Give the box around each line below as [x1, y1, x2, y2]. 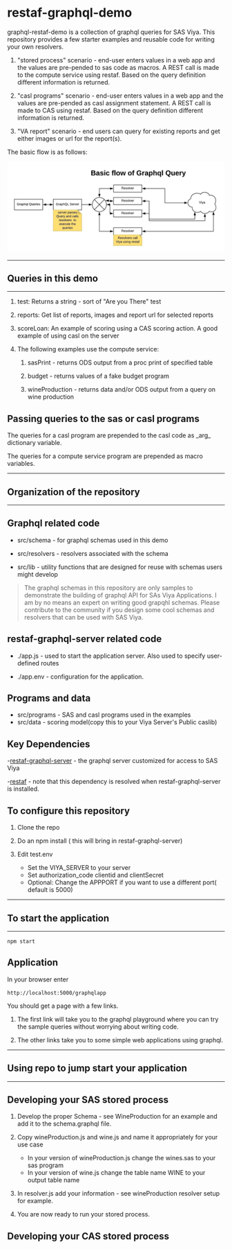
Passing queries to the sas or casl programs [7, 412, 200, 424]
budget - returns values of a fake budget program [27, 372, 169, 381]
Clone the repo [17, 823, 60, 832]
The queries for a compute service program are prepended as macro [7, 452, 204, 460]
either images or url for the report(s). [17, 134, 122, 143]
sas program [27, 1161, 64, 1169]
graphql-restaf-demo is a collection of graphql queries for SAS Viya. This [7, 28, 215, 36]
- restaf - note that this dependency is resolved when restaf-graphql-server [7, 778, 221, 786]
